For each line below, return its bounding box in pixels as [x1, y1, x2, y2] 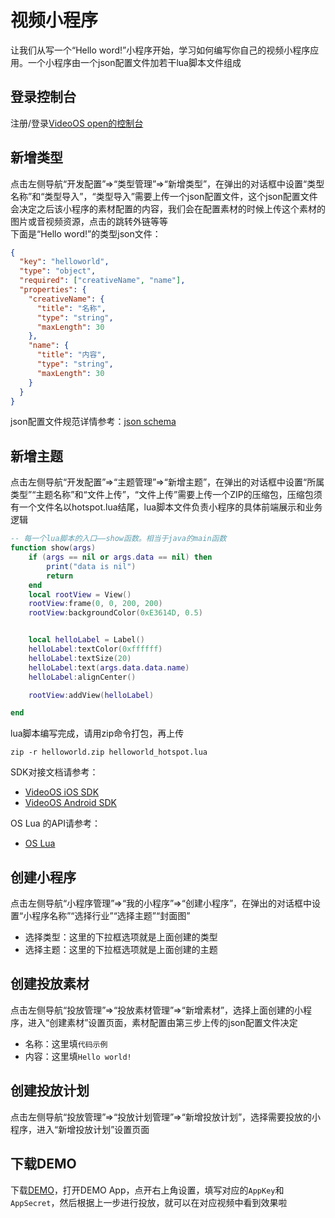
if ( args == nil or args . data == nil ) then [28, 552, 213, 562]
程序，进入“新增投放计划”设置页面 [10, 1123, 150, 1135]
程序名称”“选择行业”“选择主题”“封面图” [31, 910, 191, 922]
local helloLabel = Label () [28, 635, 145, 645]
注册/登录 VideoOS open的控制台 [10, 117, 144, 129]
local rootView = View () [28, 589, 132, 600]
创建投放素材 [10, 976, 90, 993]
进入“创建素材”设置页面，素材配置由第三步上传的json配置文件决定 [27, 1016, 298, 1028]
